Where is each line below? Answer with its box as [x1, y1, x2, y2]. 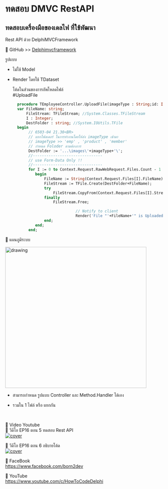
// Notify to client [75, 209, 119, 214]
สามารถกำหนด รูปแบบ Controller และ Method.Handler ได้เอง [12, 392, 124, 398]
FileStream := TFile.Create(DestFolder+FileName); [44, 181, 152, 186]
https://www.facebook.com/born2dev [5, 463, 84, 469]
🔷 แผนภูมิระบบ [5, 236, 31, 242]
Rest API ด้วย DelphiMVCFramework [5, 37, 79, 43]
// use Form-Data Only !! [28, 157, 83, 163]
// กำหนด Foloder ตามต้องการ [28, 143, 81, 148]
